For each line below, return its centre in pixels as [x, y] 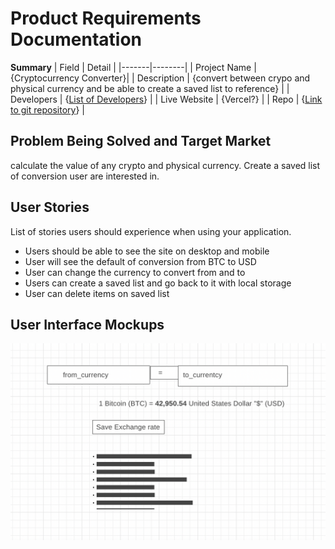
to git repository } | [47, 109]
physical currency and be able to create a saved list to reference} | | [150, 88]
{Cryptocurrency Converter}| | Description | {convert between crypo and [160, 78]
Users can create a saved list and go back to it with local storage [158, 283]
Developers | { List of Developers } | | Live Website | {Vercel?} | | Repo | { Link [166, 99]
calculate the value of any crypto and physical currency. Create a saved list [165, 165]
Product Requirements [106, 18]
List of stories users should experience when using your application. [151, 231]
